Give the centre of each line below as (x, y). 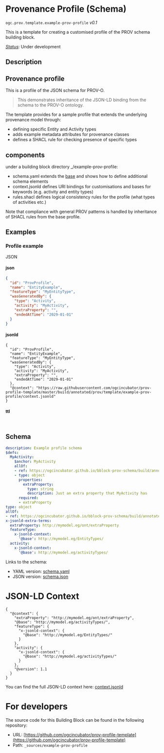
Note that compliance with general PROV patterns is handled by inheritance (81, 212)
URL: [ (19, 734)
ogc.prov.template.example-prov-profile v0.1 (51, 22)
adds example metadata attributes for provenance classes (71, 134)
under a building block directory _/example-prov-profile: (62, 167)
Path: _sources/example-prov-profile (50, 745)
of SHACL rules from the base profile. (43, 216)
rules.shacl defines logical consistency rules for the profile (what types (84, 197)
